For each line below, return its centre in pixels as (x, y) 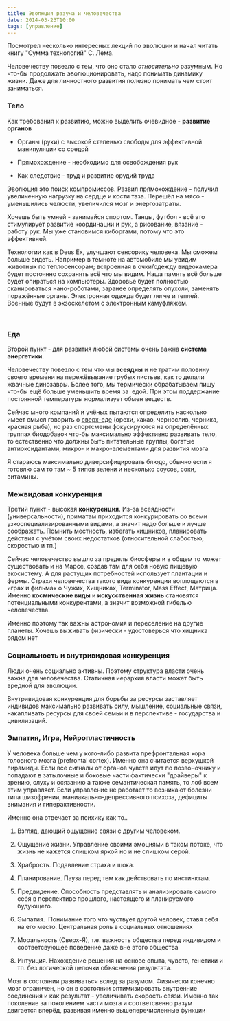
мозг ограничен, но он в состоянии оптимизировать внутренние (102, 988)
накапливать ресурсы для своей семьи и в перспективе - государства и (114, 713)
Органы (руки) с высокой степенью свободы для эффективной (110, 141)
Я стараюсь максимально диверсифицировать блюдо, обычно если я (110, 461)
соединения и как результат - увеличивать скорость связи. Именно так (113, 996)
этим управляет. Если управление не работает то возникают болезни (110, 790)
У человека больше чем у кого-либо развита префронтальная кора (106, 753)
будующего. (35, 906)
